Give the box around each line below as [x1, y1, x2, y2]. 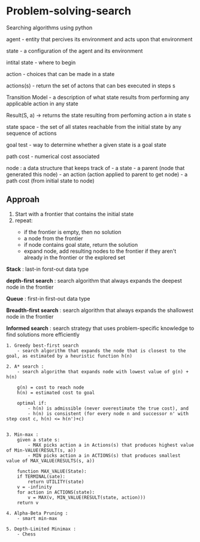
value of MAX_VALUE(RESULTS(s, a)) [6, 458, 95, 464]
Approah [6, 195, 40, 205]
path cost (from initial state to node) [6, 177, 95, 184]
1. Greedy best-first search [6, 343, 79, 349]
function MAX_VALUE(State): [17, 468, 87, 474]
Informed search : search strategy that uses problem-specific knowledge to [6, 325, 195, 332]
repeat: [14, 217, 33, 224]
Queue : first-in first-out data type [6, 295, 90, 302]
